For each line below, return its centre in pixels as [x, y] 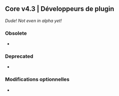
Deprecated [19, 56]
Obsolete [16, 33]
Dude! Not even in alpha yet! [33, 20]
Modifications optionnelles [37, 80]
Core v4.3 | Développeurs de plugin [60, 9]
